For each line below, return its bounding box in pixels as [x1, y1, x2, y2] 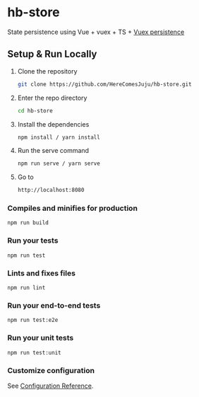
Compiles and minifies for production [7, 203, 138, 213]
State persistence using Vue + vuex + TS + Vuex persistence [7, 28, 185, 36]
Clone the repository [17, 67, 78, 75]
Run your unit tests [7, 333, 74, 343]
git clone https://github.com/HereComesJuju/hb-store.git [17, 81, 192, 88]
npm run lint [7, 284, 46, 292]
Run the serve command [17, 146, 90, 155]
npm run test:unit [7, 349, 61, 356]
